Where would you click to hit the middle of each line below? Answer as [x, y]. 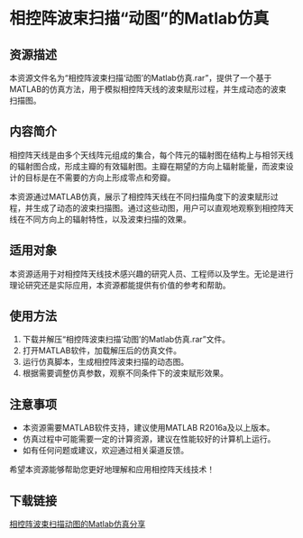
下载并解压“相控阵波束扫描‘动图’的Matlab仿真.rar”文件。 [126, 340]
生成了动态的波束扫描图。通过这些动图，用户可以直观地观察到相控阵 [159, 207]
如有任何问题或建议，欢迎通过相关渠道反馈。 [106, 451]
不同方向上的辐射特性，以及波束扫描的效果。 [108, 219]
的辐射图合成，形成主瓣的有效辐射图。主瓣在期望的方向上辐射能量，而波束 [147, 166]
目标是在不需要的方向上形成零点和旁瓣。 [100, 178]
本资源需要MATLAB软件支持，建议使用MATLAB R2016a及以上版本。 [148, 428]
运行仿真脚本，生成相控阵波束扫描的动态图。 [106, 362]
